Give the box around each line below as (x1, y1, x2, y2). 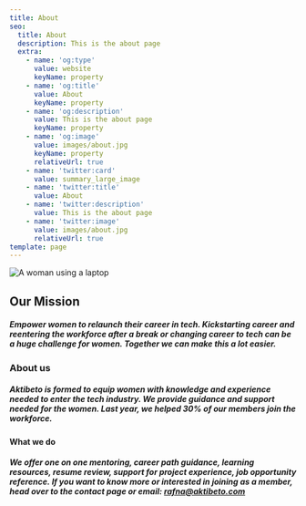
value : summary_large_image (33, 174, 141, 183)
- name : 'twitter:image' (25, 216, 120, 226)
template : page (9, 243, 67, 252)
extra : (17, 47, 43, 57)
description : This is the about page (17, 38, 161, 48)
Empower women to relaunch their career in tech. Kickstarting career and (9, 319, 295, 330)
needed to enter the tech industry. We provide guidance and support (9, 394, 275, 405)
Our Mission (9, 294, 80, 309)
